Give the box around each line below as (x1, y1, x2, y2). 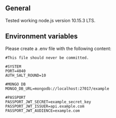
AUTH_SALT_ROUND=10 (5, 73, 46, 78)
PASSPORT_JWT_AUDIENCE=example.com (5, 108, 80, 113)
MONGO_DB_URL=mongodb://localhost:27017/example (5, 86, 109, 91)
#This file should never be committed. (5, 55, 89, 60)
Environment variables (5, 32, 78, 41)
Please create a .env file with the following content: (5, 45, 112, 51)
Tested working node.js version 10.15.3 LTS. (5, 17, 96, 23)
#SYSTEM (5, 64, 22, 69)
